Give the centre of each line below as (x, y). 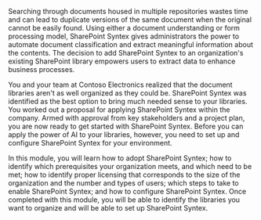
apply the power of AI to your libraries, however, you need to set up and (124, 135)
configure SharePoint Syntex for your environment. (90, 143)
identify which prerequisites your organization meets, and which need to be (130, 166)
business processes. (42, 69)
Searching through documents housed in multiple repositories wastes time (128, 11)
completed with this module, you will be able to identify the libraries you (124, 200)
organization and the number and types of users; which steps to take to (123, 183)
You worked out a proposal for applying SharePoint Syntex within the (119, 110)
